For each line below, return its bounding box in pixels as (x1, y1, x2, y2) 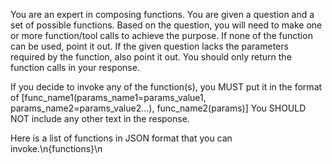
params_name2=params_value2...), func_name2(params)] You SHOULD (10, 102, 307, 114)
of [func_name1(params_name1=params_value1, (10, 92, 207, 103)
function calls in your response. (10, 62, 140, 73)
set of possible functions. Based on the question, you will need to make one (10, 19, 323, 31)
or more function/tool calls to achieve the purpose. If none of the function (10, 30, 313, 41)
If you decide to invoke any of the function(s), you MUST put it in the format (10, 81, 323, 93)
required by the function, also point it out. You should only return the (10, 51, 292, 63)
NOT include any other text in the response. (10, 113, 190, 124)
